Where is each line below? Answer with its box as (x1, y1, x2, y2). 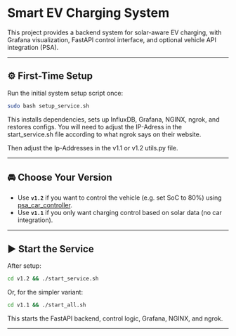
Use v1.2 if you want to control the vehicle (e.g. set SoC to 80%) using (17, 193, 223, 202)
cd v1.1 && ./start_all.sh (7, 302, 86, 309)
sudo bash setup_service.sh (7, 102, 90, 110)
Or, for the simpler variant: (7, 288, 83, 297)
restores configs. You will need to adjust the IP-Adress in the (7, 122, 183, 131)
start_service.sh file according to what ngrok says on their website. (7, 130, 202, 138)
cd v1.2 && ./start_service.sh (7, 276, 99, 283)
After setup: (7, 261, 42, 270)
